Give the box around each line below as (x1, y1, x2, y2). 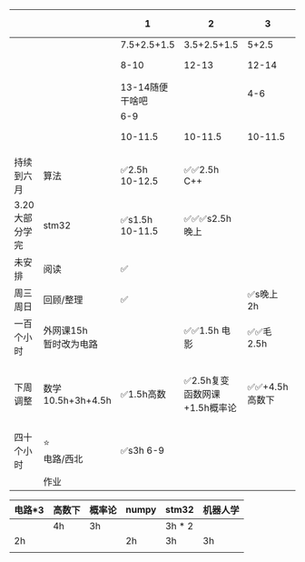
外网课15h (43, 325, 88, 336)
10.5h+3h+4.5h (43, 395, 112, 406)
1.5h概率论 (189, 402, 238, 414)
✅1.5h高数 (120, 388, 166, 400)
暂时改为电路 (43, 338, 98, 350)
